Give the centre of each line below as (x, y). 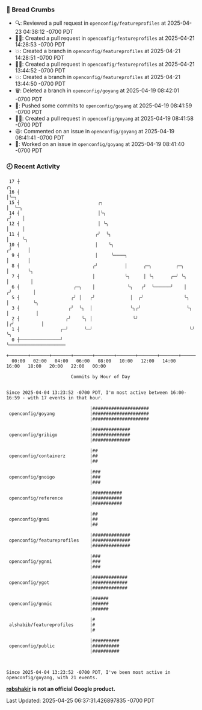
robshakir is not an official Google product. (61, 689)
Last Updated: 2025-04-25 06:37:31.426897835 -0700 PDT (81, 700)
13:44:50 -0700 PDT (40, 84)
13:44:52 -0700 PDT (40, 71)
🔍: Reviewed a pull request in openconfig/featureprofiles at (90, 23)
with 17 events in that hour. (66, 398)
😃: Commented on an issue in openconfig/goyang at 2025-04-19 (95, 132)
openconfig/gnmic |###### (59, 604)
